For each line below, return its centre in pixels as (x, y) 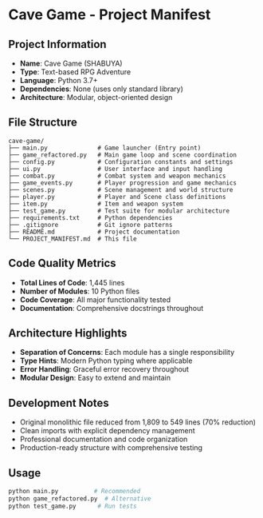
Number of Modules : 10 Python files (80, 291)
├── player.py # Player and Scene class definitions (117, 197)
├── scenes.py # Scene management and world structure (121, 189)
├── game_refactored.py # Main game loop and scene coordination (123, 155)
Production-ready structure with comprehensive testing (111, 448)
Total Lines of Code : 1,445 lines (72, 282)
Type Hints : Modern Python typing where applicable (106, 361)
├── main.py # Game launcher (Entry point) (105, 148)
